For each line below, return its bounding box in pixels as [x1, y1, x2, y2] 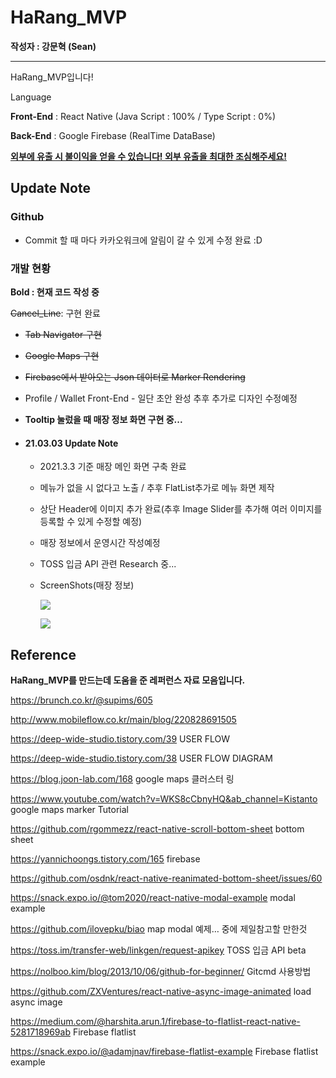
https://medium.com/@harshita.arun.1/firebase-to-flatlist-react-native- [10, 1015, 301, 1027]
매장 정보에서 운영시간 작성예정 [39, 537, 161, 549]
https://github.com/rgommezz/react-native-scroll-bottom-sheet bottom [10, 822, 305, 835]
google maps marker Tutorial [10, 803, 129, 815]
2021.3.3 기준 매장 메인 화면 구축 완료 [39, 461, 187, 473]
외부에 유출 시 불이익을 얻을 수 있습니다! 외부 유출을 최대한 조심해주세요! [10, 150, 287, 162]
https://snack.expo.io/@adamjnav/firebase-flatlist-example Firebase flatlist [10, 1045, 319, 1057]
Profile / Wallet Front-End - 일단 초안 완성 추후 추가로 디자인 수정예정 [24, 392, 298, 404]
